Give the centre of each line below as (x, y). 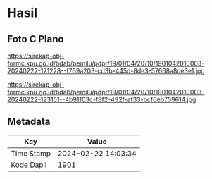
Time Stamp (31, 153)
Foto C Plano (36, 39)
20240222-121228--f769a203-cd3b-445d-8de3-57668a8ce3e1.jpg (106, 71)
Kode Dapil (29, 165)
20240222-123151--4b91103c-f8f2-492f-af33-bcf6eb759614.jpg (102, 99)
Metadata (29, 122)
